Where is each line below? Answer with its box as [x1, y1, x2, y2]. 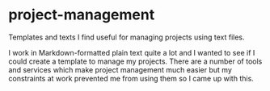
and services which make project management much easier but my [8, 64, 233, 74]
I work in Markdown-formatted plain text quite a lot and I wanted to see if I [8, 48, 255, 57]
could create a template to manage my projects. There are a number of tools [8, 56, 263, 66]
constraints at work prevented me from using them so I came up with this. [8, 73, 255, 83]
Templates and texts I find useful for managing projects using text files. [8, 32, 245, 42]
